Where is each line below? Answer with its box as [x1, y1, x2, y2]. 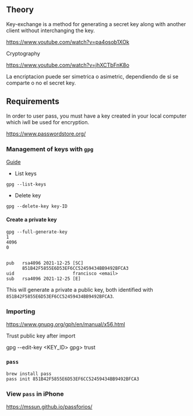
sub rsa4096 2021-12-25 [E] [6, 276, 81, 282]
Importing [6, 307, 36, 316]
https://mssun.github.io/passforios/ [6, 404, 93, 411]
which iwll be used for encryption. [6, 118, 90, 125]
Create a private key [6, 216, 58, 223]
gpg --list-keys [6, 181, 46, 187]
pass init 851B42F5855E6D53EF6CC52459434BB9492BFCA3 [6, 376, 140, 382]
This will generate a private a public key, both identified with [6, 286, 153, 294]
